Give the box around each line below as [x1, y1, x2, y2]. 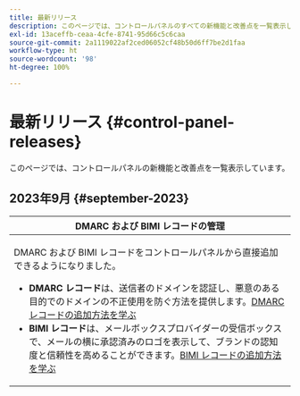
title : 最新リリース [9, 13, 78, 22]
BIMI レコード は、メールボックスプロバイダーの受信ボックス [29, 322, 283, 334]
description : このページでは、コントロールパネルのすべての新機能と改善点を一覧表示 [9, 21, 287, 30]
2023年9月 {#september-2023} [9, 191, 189, 206]
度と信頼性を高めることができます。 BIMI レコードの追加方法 [29, 349, 282, 361]
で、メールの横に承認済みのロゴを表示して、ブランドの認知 [29, 335, 279, 348]
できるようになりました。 [13, 259, 121, 272]
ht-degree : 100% [9, 63, 70, 72]
